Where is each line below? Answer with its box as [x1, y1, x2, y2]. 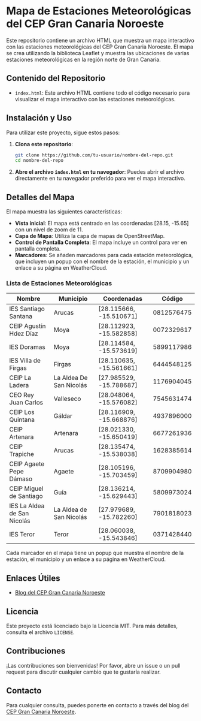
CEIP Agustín [9, 322, 46, 330]
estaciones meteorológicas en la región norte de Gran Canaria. [6, 56, 161, 63]
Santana [9, 312, 33, 321]
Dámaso [9, 475, 33, 483]
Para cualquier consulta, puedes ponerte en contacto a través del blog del [6, 701, 189, 708]
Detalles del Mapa [6, 192, 75, 202]
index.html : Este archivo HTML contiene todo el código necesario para [14, 89, 190, 96]
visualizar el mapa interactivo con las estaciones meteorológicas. [14, 95, 176, 102]
